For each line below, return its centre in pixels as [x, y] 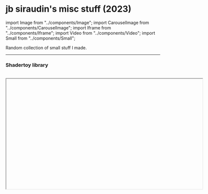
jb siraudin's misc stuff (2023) [68, 9]
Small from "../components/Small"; [40, 38]
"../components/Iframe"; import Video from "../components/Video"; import [80, 33]
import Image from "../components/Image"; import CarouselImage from [77, 23]
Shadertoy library [27, 65]
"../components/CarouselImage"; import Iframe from [58, 27]
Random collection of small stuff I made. [46, 48]
